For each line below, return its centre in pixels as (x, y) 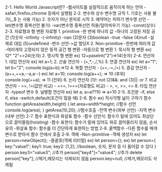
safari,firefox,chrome (26, 13)
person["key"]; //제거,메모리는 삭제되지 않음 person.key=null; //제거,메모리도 (79, 158)
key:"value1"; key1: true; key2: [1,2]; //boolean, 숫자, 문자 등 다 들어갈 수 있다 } (81, 146)
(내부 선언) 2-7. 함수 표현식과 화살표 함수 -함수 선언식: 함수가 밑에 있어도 (73, 116)
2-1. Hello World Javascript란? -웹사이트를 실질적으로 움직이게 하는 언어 (74, 7)
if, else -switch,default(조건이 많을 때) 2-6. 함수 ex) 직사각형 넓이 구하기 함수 (78, 98)
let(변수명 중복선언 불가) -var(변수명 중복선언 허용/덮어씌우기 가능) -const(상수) (80, 25)
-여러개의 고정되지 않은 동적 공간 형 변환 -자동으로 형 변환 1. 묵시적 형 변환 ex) (78, 49)
